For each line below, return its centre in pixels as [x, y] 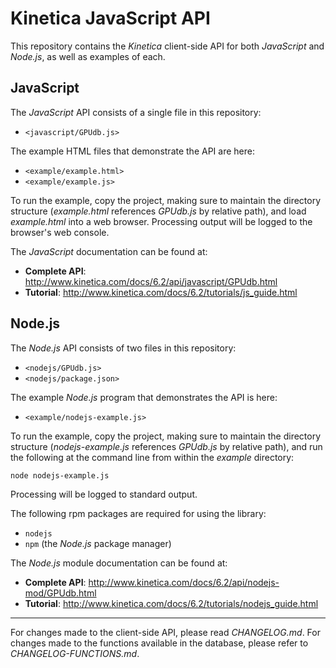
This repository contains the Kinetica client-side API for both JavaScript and [167, 46]
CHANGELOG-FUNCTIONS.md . [75, 653]
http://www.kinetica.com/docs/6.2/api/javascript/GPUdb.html [151, 281]
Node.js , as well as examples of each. [88, 56]
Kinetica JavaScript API [110, 18]
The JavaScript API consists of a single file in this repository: [136, 112]
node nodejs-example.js [60, 475]
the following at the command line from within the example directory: [152, 457]
